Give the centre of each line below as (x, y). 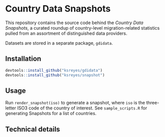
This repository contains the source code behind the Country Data (74, 23)
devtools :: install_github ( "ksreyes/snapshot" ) (55, 75)
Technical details (33, 129)
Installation (23, 59)
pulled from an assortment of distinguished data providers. (66, 33)
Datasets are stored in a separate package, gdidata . (59, 43)
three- (153, 103)
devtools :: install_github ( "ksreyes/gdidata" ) (54, 70)
